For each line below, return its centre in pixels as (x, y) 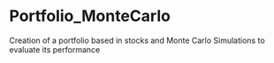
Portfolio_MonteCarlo (90, 16)
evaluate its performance (55, 49)
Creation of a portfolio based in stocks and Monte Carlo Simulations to (137, 40)
